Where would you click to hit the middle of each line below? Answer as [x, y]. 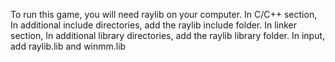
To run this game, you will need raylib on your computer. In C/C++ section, [164, 14]
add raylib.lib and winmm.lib [68, 46]
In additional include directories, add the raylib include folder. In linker [154, 25]
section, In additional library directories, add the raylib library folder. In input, [168, 35]
